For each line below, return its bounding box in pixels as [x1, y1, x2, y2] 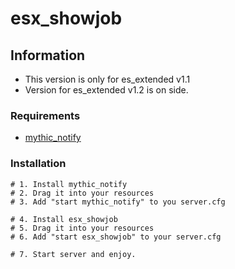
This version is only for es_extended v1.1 [24, 73, 191, 85]
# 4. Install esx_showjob [10, 214, 118, 224]
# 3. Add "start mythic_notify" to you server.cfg [10, 197, 226, 207]
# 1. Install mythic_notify [10, 179, 128, 189]
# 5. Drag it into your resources [10, 223, 155, 233]
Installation [10, 157, 67, 171]
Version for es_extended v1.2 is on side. [24, 84, 189, 96]
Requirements [10, 108, 81, 122]
